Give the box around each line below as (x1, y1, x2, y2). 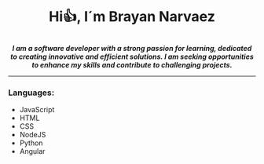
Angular (19, 147, 46, 156)
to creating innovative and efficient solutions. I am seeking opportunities (10, 52, 254, 61)
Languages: (8, 87, 55, 98)
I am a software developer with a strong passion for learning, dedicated (12, 44, 252, 53)
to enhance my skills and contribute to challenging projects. (31, 60, 233, 70)
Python (19, 138, 43, 148)
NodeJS (19, 130, 46, 140)
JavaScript (19, 105, 55, 115)
